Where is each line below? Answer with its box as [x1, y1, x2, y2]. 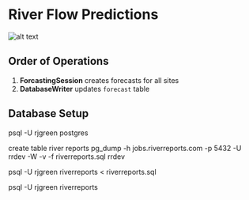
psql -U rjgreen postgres [8, 128, 89, 138]
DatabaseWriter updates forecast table [19, 84, 150, 93]
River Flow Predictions [8, 6, 159, 24]
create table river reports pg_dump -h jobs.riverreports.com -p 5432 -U [8, 143, 242, 153]
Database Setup [8, 107, 89, 120]
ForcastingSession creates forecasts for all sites [19, 75, 179, 85]
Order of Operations [8, 55, 109, 68]
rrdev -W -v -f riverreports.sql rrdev [8, 152, 125, 161]
